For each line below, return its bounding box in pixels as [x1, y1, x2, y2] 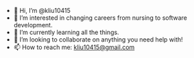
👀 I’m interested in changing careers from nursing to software [13, 14, 187, 22]
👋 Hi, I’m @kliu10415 [13, 7, 71, 14]
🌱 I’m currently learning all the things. [13, 28, 119, 36]
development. [13, 21, 53, 29]
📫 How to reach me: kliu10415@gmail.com [13, 43, 135, 51]
